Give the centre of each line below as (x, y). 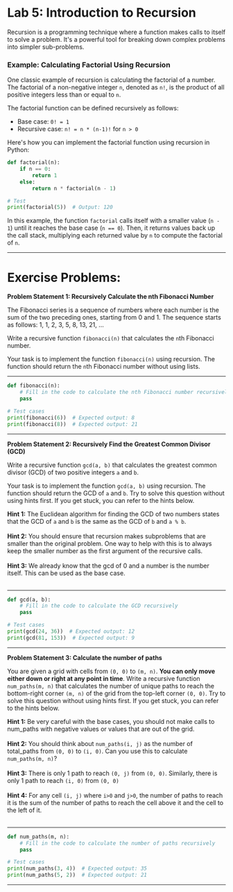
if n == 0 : (35, 169)
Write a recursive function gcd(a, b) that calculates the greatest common (112, 465)
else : (28, 182)
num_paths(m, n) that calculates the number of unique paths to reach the (111, 686)
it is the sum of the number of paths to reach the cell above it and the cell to (115, 802)
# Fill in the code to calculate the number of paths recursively (118, 843)
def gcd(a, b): (29, 600)
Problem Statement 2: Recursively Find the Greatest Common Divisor (109, 444)
